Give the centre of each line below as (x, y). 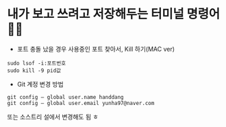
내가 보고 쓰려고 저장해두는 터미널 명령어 (114, 14)
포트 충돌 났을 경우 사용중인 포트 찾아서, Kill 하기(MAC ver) (96, 49)
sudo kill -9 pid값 (34, 70)
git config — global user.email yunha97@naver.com (81, 103)
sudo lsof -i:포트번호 (37, 63)
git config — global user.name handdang (66, 97)
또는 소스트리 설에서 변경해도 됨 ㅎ (53, 117)
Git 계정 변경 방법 (40, 84)
